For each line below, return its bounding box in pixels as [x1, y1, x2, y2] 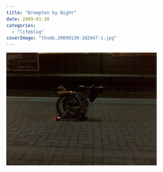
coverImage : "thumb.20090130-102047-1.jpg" [6, 35, 117, 41]
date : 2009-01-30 [6, 16, 50, 22]
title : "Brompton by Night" [6, 10, 77, 16]
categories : [6, 22, 36, 28]
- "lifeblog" [11, 29, 45, 35]
